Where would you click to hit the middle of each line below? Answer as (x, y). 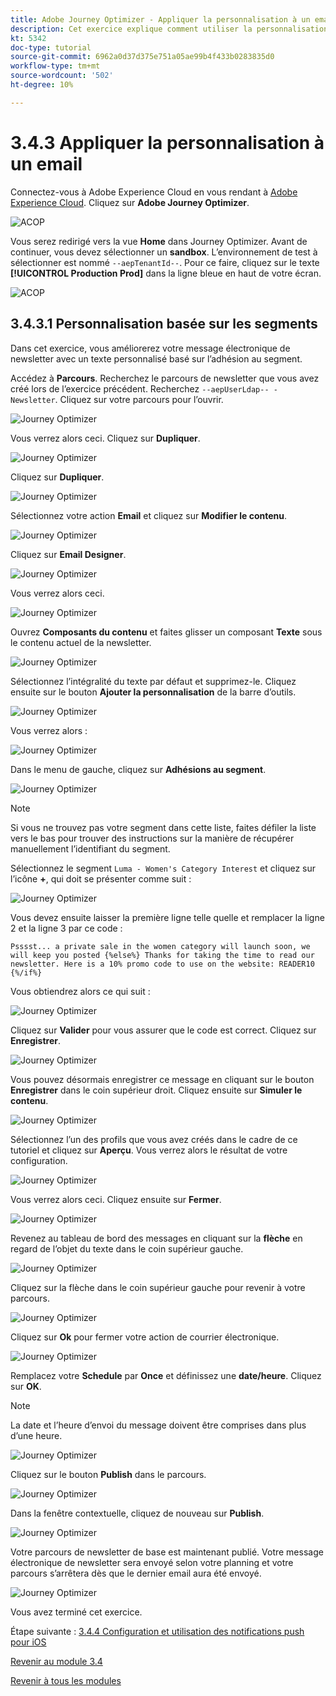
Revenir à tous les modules (66, 1680)
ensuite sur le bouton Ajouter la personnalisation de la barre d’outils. (153, 692)
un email (46, 163)
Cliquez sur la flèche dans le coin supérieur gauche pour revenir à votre (158, 1287)
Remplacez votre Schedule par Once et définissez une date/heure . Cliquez (166, 1375)
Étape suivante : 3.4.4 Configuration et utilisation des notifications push (157, 1631)
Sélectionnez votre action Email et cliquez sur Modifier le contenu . (149, 515)
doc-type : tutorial (51, 47)
